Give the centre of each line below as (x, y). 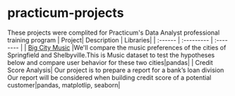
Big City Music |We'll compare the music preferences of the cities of (127, 47)
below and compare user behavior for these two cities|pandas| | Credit (110, 62)
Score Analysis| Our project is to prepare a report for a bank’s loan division (116, 70)
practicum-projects (66, 13)
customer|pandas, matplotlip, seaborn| (64, 85)
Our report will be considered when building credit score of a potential (109, 77)
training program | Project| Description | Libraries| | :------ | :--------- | (110, 40)
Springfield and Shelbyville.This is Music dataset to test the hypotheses (111, 55)
